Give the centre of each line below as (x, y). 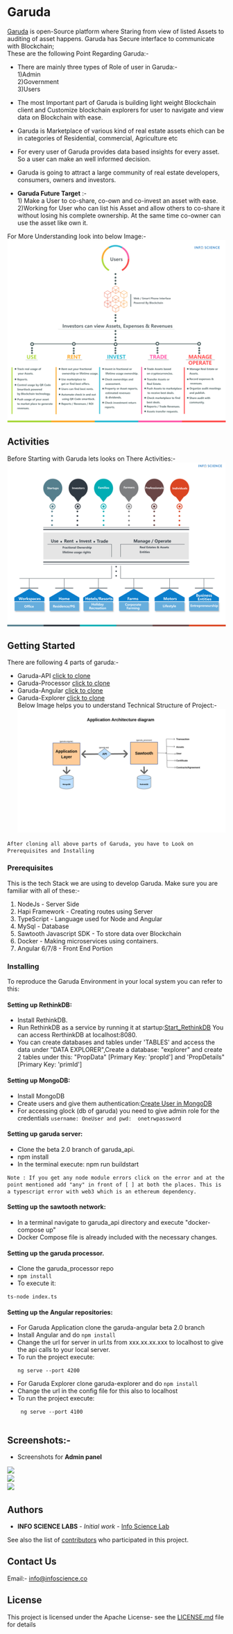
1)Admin (29, 74)
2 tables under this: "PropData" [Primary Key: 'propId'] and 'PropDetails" (121, 1057)
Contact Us (32, 1561)
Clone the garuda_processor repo (66, 1269)
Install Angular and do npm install (66, 1335)
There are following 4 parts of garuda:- (63, 662)
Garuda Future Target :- (52, 193)
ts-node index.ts (32, 1297)
